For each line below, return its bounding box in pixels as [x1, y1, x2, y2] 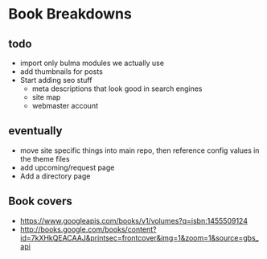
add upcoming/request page [19, 162, 115, 172]
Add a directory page [19, 171, 91, 181]
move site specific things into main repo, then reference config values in [19, 146, 260, 155]
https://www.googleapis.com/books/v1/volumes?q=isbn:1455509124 [19, 216, 248, 225]
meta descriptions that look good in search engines [31, 84, 203, 93]
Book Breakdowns [8, 5, 133, 23]
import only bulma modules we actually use [19, 58, 165, 68]
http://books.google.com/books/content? [19, 224, 157, 234]
